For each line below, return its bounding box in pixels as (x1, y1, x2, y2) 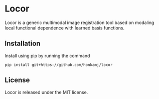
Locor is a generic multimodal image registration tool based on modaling (5, 19, 154, 25)
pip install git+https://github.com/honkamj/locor (5, 62, 113, 67)
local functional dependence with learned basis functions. (5, 24, 125, 30)
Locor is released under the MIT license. (5, 89, 88, 95)
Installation (5, 39, 41, 48)
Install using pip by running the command (5, 52, 90, 58)
